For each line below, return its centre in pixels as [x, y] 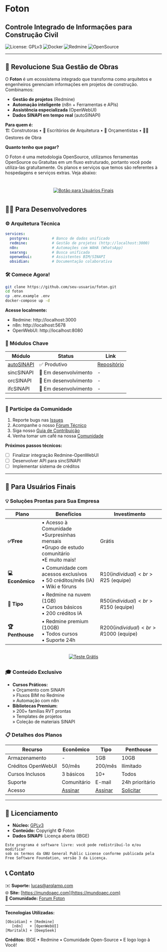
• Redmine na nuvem [66, 594]
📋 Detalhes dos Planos [34, 735]
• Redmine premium [65, 621]
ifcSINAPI [19, 389]
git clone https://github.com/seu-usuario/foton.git [61, 287]
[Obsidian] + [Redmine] [30, 922]
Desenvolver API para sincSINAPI [46, 460]
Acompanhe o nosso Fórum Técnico [49, 425]
